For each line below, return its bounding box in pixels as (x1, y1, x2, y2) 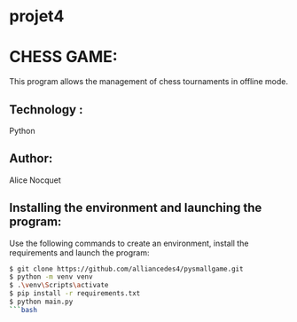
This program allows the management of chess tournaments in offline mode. (9, 76, 288, 87)
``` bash (9, 305, 38, 314)
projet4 (9, 6, 65, 27)
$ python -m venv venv (9, 272, 93, 281)
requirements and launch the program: (9, 247, 150, 258)
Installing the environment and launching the (9, 200, 262, 216)
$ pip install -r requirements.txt (9, 289, 141, 298)
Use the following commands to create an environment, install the (9, 238, 249, 248)
